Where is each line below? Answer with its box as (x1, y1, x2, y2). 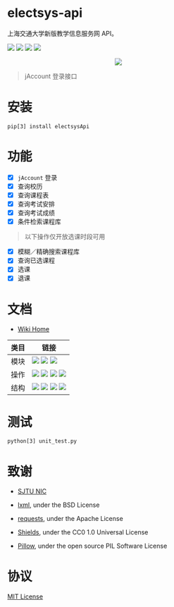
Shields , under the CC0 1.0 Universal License (17, 528, 149, 537)
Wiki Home (17, 325, 50, 333)
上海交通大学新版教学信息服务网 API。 (7, 29, 118, 37)
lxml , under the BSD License (17, 501, 100, 509)
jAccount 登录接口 (24, 72, 77, 80)
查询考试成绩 (17, 209, 55, 217)
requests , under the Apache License (17, 515, 123, 523)
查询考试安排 (17, 200, 55, 208)
